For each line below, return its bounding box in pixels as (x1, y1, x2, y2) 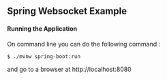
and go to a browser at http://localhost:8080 (7, 65, 132, 73)
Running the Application (7, 24, 77, 33)
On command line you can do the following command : (7, 40, 161, 48)
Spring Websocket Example (7, 5, 127, 17)
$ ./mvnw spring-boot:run (7, 53, 80, 60)
